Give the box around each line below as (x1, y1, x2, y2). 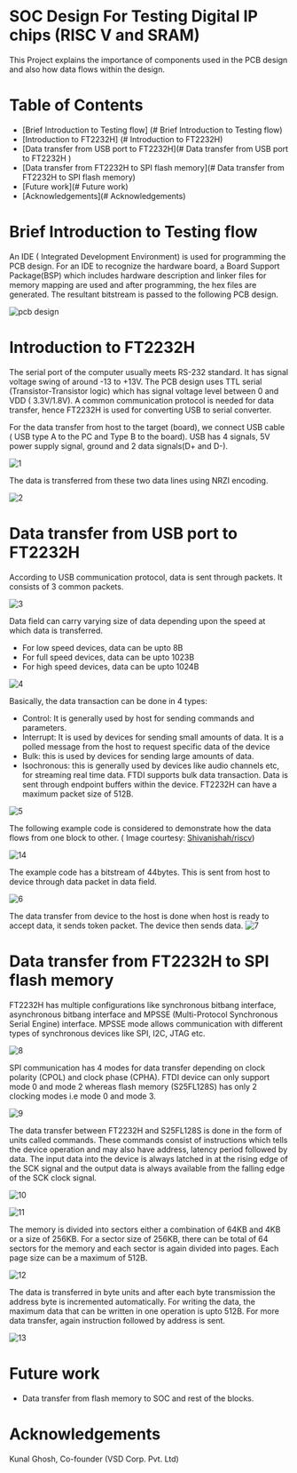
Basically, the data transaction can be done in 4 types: (9, 695, 208, 706)
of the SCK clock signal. (9, 1172, 98, 1183)
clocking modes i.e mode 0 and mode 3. (9, 1091, 157, 1101)
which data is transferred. (9, 625, 104, 636)
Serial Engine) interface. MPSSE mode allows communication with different (9, 1018, 284, 1029)
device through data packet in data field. (9, 876, 157, 886)
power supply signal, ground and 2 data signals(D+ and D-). (9, 440, 229, 451)
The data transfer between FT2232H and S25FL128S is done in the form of (9, 1125, 282, 1135)
